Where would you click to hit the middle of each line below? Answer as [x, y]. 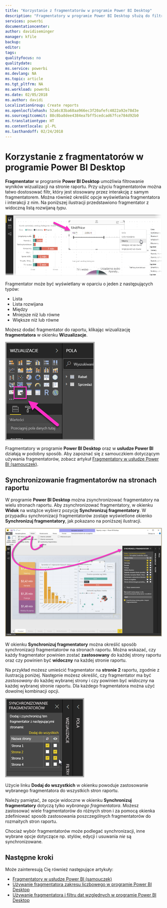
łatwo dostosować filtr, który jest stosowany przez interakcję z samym [77, 191]
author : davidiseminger [30, 32]
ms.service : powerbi [27, 68]
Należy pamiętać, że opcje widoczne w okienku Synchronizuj [69, 800]
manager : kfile [21, 37]
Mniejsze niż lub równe [36, 315]
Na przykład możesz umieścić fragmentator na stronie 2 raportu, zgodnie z [83, 670]
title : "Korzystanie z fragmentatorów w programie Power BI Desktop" [79, 10]
